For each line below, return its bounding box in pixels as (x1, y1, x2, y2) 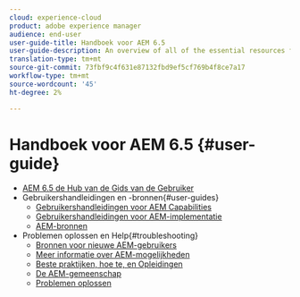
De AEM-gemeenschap (35, 268, 122, 279)
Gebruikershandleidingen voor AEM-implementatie (35, 211, 222, 222)
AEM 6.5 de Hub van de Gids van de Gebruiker (21, 182, 195, 193)
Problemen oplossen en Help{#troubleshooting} (21, 230, 199, 242)
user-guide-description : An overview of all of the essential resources (9, 47, 286, 55)
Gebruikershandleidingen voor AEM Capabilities (35, 202, 212, 213)
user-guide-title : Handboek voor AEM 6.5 (9, 38, 166, 47)
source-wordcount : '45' (9, 80, 98, 89)
